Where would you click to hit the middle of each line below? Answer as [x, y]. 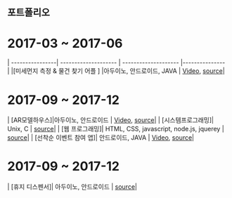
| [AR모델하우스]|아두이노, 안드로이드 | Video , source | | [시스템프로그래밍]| [111, 120]
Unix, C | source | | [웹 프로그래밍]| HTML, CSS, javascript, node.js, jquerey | [116, 129]
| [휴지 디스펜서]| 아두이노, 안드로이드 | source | [72, 187]
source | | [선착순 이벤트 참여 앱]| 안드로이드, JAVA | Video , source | [101, 138]
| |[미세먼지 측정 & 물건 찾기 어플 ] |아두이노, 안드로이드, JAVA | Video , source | [116, 71]
